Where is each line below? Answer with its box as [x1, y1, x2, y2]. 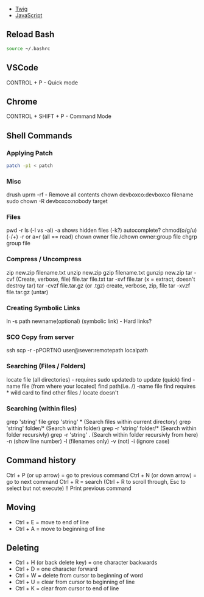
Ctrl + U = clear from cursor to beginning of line [15, 578, 135, 586]
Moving [6, 502, 36, 513]
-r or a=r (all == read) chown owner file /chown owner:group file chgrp [19, 233, 198, 240]
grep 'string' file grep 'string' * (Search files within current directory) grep [6, 418, 191, 425]
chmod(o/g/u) [162, 226, 197, 234]
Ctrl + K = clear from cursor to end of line [15, 585, 119, 592]
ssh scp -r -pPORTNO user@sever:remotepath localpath [6, 347, 148, 354]
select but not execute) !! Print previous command [6, 484, 132, 492]
